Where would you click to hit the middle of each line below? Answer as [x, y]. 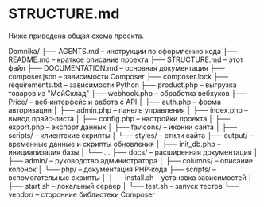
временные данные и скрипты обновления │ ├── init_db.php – [115, 144]
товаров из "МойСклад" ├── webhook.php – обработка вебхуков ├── [127, 93]
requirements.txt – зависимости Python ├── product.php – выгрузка [122, 85]
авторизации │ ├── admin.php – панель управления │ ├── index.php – [128, 110]
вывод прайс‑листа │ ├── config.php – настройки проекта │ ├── [119, 118]
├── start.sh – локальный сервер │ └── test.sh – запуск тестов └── [124, 186]
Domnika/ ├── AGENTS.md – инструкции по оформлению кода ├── [123, 51]
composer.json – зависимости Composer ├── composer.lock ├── [118, 76]
